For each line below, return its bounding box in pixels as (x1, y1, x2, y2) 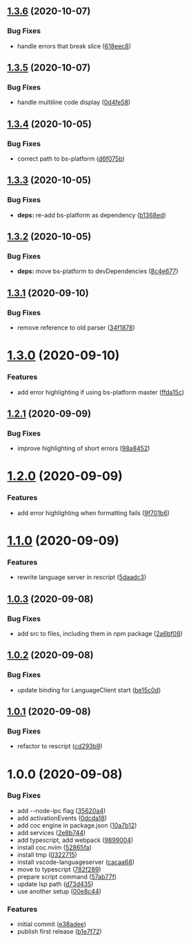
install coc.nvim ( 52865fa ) (17, 843, 92, 851)
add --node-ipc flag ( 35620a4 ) (17, 806, 106, 814)
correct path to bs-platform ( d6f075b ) (17, 154, 125, 163)
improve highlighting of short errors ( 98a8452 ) (17, 444, 150, 452)
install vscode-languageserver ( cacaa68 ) (17, 858, 135, 866)
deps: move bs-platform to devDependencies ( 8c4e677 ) (17, 267, 179, 275)
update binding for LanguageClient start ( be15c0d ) (17, 685, 161, 694)
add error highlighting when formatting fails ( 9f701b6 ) (17, 508, 170, 517)
